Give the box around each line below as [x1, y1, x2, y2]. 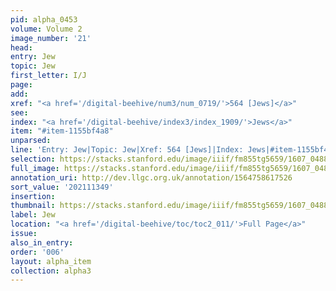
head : [10, 42, 33, 53]
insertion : [10, 191, 56, 201]
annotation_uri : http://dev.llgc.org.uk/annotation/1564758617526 [10, 172, 293, 183]
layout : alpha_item [10, 256, 92, 266]
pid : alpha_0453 [10, 14, 78, 25]
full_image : [10, 163, 60, 173]
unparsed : [10, 136, 52, 146]
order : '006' [10, 247, 65, 257]
